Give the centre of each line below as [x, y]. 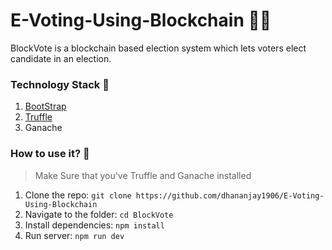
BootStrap [45, 106]
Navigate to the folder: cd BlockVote [99, 214]
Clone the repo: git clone [78, 195]
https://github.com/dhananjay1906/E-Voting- [230, 195]
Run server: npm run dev [74, 235]
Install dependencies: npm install [94, 225]
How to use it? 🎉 [50, 154]
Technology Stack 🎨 [60, 84]
